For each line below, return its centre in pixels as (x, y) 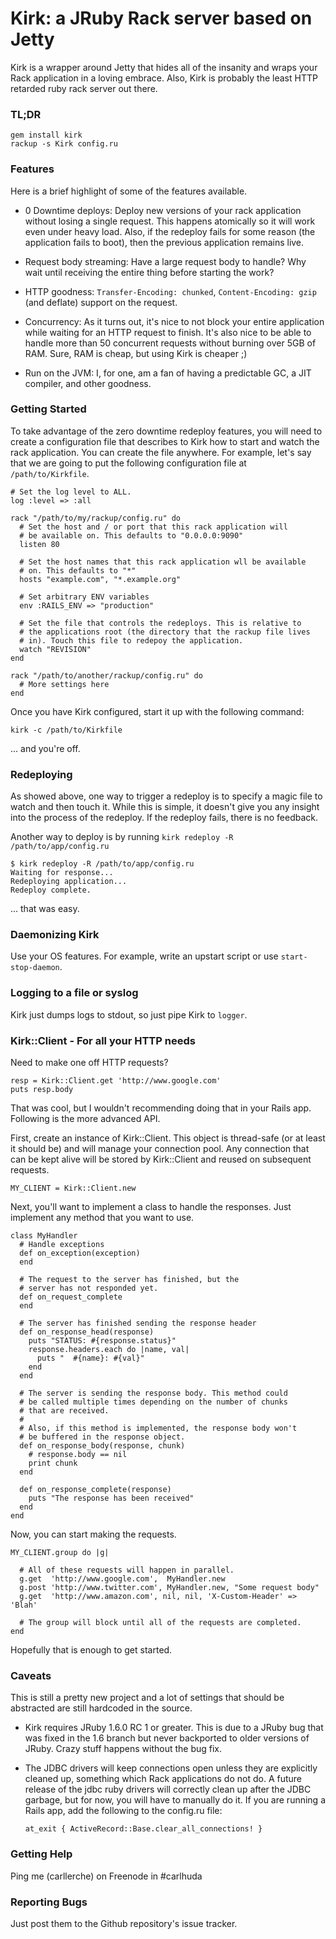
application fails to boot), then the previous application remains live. (164, 242)
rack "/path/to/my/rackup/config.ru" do (96, 518)
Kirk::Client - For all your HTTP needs (103, 1040)
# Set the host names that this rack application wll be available (163, 562)
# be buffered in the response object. (102, 1437)
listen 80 (39, 544)
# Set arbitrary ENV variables (84, 597)
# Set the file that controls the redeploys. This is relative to (160, 623)
